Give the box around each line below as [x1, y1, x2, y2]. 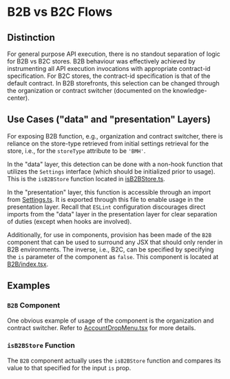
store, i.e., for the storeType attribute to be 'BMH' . [7, 146, 146, 155]
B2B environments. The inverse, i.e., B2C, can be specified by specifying [7, 245, 214, 254]
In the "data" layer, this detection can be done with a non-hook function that [7, 160, 223, 168]
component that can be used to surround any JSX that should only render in [7, 238, 223, 246]
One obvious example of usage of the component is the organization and [7, 316, 214, 325]
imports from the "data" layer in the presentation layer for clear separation [7, 209, 218, 218]
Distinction [7, 32, 55, 43]
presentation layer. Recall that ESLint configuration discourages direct [7, 203, 206, 211]
